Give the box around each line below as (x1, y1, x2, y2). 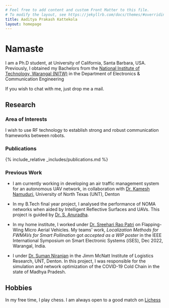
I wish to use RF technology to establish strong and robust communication (5, 127, 159, 133)
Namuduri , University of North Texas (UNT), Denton (12, 191, 120, 197)
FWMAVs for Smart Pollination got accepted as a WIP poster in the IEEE (12, 232, 162, 238)
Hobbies (5, 283, 33, 292)
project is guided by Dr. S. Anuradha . (12, 212, 89, 218)
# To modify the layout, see (5, 12, 66, 17)
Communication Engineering (5, 76, 64, 82)
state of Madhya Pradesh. (12, 269, 66, 275)
